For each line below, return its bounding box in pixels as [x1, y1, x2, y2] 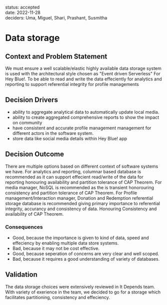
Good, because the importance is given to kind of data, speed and [12, 235, 149, 241]
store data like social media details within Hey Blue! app [12, 135, 127, 141]
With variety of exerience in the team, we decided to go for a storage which [5, 289, 161, 295]
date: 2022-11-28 [5, 9, 41, 15]
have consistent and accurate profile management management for [12, 125, 151, 131]
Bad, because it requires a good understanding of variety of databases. [12, 256, 160, 262]
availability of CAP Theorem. [5, 211, 64, 217]
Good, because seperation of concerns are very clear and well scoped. [12, 251, 159, 257]
